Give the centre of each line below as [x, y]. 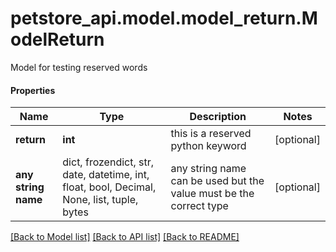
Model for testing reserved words [79, 67]
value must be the [212, 194]
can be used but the [217, 181]
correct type [199, 206]
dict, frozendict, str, [108, 162]
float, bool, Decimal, [109, 187]
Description [218, 117]
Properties [33, 90]
